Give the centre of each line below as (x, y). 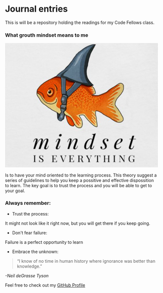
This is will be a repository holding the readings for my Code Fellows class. (80, 22)
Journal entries (36, 9)
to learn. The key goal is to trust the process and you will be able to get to (79, 185)
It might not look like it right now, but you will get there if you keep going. (78, 223)
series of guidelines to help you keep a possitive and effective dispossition (80, 180)
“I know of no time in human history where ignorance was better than (86, 261)
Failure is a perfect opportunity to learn (44, 242)
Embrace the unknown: (35, 252)
